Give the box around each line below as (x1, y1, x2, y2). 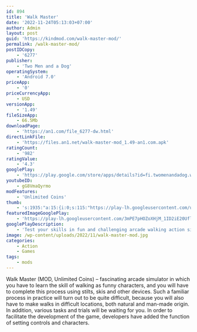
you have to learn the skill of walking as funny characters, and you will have (6, 282, 189, 289)
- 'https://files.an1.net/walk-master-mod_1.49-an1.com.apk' (16, 139, 169, 145)
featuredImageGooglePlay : (6, 211, 69, 216)
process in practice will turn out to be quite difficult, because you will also (6, 294, 184, 301)
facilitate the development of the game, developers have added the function (6, 313, 190, 320)
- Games (16, 249, 35, 255)
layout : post (6, 31, 38, 36)
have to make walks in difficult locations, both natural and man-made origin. (6, 300, 189, 307)
